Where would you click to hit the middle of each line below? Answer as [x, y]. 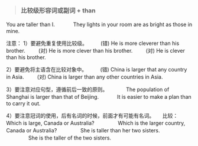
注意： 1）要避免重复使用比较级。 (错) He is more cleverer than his [93, 43]
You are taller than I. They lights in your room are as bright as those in [99, 25]
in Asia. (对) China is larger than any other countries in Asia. [85, 77]
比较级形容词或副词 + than [58, 10]
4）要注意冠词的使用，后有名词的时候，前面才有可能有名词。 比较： [92, 116]
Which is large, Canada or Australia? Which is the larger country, [96, 123]
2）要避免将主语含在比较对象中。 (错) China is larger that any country [97, 70]
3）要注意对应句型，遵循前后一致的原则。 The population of [88, 90]
